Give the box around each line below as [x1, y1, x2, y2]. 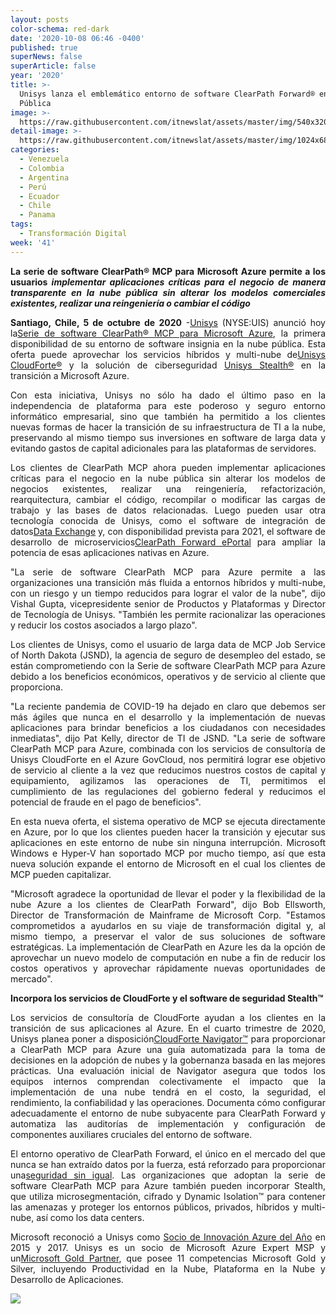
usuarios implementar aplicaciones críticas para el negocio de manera [10, 276, 326, 288]
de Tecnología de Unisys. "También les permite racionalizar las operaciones [10, 608, 326, 620]
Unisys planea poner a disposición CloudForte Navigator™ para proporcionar [10, 1032, 326, 1045]
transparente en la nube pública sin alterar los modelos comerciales [10, 286, 326, 298]
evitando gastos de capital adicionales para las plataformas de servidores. [10, 442, 317, 454]
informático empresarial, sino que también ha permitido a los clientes [10, 410, 326, 422]
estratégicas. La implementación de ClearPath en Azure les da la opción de [10, 941, 326, 953]
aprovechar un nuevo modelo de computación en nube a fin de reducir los [10, 951, 326, 963]
